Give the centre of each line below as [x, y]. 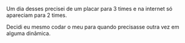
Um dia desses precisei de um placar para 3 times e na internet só [89, 9]
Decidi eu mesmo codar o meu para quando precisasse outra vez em [93, 27]
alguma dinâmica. [28, 33]
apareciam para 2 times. [37, 15]
